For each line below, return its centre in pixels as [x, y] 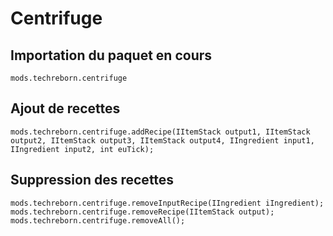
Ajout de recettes [65, 108]
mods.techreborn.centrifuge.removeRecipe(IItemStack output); [142, 212]
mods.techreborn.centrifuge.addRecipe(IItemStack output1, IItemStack [160, 132]
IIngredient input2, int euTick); [82, 149]
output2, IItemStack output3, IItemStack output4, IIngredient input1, [162, 140]
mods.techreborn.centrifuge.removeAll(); [98, 220]
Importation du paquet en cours [111, 55]
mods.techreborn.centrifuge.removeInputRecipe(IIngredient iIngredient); [167, 203]
